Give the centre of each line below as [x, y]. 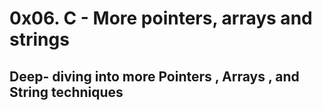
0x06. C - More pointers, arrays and [161, 18]
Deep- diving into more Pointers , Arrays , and [154, 76]
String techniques [66, 92]
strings [39, 39]
